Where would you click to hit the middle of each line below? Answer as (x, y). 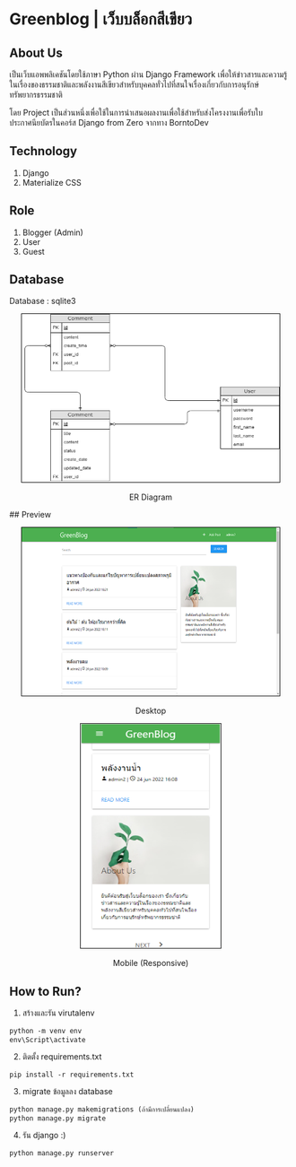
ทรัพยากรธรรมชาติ (36, 95)
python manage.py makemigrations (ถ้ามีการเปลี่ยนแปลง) (102, 1110)
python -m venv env (46, 1032)
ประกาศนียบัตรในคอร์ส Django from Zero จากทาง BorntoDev (109, 122)
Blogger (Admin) (52, 232)
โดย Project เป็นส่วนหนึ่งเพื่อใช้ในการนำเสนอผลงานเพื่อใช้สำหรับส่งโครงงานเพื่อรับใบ (136, 113)
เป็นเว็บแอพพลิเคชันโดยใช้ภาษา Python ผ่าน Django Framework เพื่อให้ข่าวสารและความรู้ (148, 74)
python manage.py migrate (57, 1119)
